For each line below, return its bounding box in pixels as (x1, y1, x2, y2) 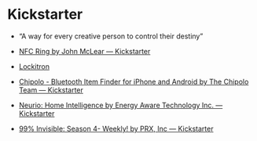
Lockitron (18, 61, 50, 71)
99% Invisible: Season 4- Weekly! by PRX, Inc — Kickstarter (18, 124, 214, 133)
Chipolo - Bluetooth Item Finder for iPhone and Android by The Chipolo (18, 77, 249, 86)
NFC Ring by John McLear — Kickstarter (18, 46, 151, 56)
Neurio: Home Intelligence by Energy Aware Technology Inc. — (18, 100, 223, 110)
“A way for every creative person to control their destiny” (18, 31, 204, 41)
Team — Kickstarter (18, 85, 84, 95)
